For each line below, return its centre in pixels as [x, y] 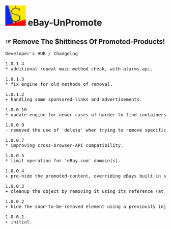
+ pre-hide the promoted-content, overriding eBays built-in [83, 176]
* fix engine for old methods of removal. [59, 84]
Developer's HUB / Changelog [41, 54]
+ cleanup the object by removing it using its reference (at [84, 191]
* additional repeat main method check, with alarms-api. [79, 69]
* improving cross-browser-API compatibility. [64, 145]
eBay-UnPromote [65, 23]
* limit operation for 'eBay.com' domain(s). [63, 161]
